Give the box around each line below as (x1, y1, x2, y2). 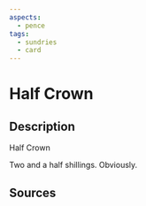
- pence (17, 21, 46, 30)
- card (17, 46, 42, 55)
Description (9, 118, 75, 134)
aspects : (9, 12, 42, 22)
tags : (9, 29, 29, 38)
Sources (9, 185, 57, 200)
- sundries (17, 37, 58, 47)
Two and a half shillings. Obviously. (9, 160, 138, 171)
